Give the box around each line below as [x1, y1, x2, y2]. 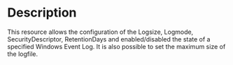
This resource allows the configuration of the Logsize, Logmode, [7, 28, 194, 36]
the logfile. [7, 50, 38, 58]
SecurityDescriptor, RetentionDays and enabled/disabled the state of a [7, 35, 211, 43]
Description [7, 5, 77, 21]
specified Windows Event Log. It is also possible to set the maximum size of [7, 42, 226, 50]
